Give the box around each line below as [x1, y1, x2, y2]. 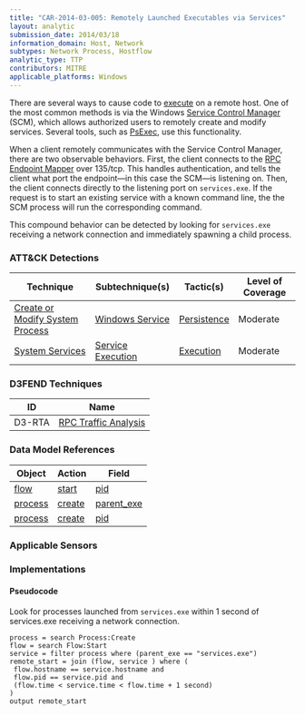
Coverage [242, 287, 287, 299]
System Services [14, 345, 86, 357]
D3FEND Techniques [9, 377, 103, 390]
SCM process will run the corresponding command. [9, 201, 202, 212]
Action [57, 466, 87, 479]
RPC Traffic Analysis [58, 416, 146, 429]
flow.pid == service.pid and [13, 672, 124, 681]
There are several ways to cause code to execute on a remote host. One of [9, 97, 290, 108]
